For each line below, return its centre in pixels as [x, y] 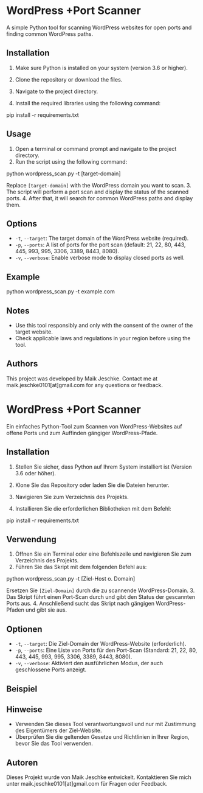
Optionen [24, 629]
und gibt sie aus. [46, 610]
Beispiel [22, 689]
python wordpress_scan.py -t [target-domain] [64, 173]
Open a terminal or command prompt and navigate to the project [96, 148]
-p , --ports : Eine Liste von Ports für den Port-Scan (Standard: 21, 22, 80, [106, 650]
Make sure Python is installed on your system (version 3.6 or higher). [101, 68]
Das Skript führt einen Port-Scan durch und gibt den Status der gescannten [101, 597]
